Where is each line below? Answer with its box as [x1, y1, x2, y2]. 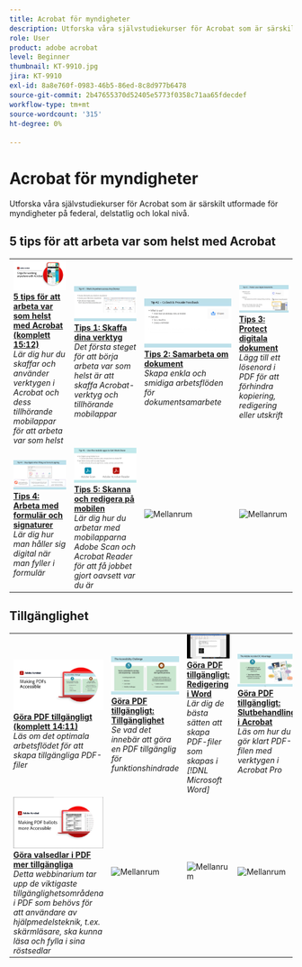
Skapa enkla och [144, 368, 207, 379]
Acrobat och [13, 387, 60, 397]
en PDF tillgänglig [111, 743, 177, 754]
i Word [186, 689, 212, 699]
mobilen [74, 503, 105, 514]
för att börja [74, 351, 119, 362]
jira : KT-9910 [9, 72, 63, 81]
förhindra [238, 381, 274, 392]
